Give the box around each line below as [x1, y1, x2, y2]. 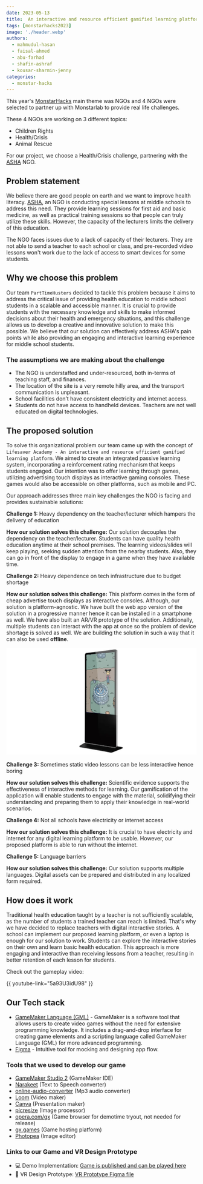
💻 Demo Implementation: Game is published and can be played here [14, 1162, 186, 1169]
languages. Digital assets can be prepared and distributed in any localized [6, 871, 190, 879]
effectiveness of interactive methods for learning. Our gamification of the [6, 785, 188, 793]
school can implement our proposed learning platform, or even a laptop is [6, 931, 189, 938]
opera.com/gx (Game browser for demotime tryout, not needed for [14, 1113, 181, 1120]
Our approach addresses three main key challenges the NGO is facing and [6, 491, 192, 499]
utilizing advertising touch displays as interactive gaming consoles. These [6, 473, 190, 481]
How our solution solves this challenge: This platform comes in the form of [6, 590, 195, 597]
